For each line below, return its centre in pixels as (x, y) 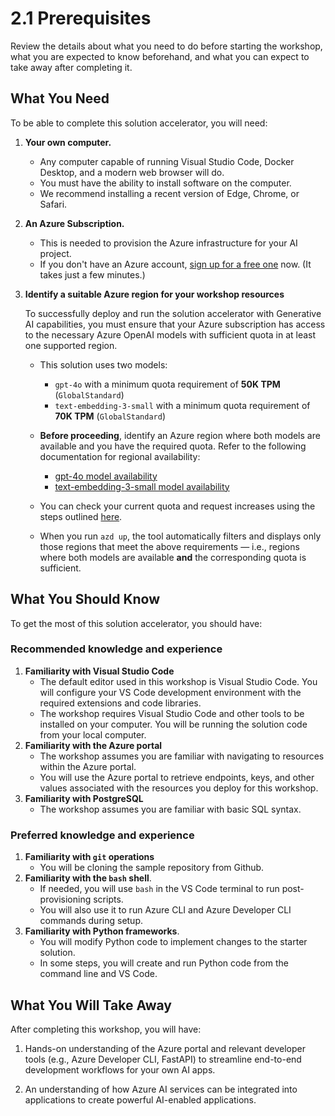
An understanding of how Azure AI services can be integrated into (161, 1089)
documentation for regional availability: (120, 456)
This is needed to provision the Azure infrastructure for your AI (168, 243)
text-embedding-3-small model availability (142, 486)
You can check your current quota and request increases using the (177, 506)
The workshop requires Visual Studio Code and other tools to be (172, 713)
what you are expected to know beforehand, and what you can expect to (160, 56)
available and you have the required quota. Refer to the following (173, 446)
